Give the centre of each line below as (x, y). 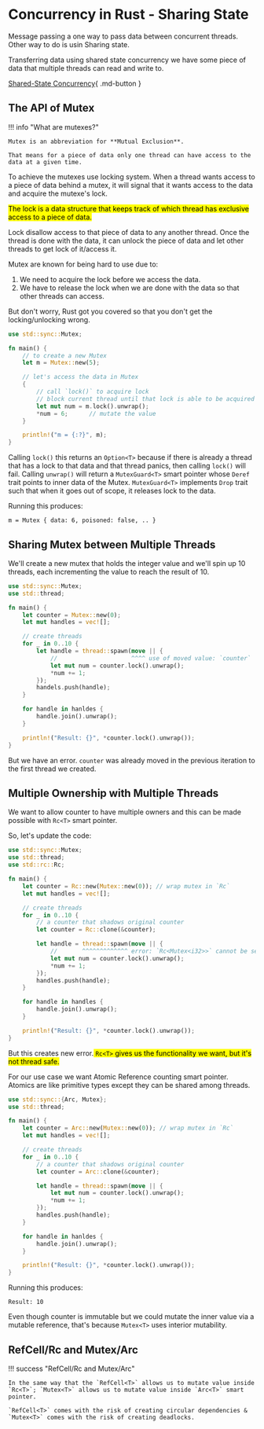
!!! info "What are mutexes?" (54, 127)
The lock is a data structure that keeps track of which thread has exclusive (129, 208)
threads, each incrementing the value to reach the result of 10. (109, 571)
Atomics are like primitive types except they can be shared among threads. (129, 1085)
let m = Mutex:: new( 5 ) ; (61, 363)
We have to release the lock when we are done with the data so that (129, 288)
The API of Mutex (51, 108)
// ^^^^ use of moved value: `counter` (150, 658)
